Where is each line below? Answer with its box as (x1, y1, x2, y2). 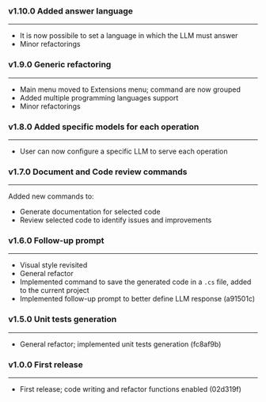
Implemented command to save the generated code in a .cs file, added (19, 277, 252, 286)
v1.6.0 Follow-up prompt (8, 235, 104, 246)
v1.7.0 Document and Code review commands (8, 166, 188, 177)
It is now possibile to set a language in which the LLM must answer (19, 31, 238, 40)
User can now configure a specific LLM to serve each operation (19, 146, 228, 156)
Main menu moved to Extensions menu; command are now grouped (19, 85, 241, 94)
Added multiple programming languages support (19, 93, 179, 102)
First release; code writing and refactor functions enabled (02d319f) (19, 385, 241, 394)
